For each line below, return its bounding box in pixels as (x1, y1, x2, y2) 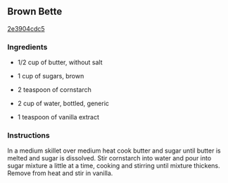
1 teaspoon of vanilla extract (17, 113, 100, 122)
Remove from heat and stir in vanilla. (7, 169, 113, 177)
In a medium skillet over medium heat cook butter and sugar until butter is (7, 146, 221, 155)
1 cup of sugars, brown (17, 72, 84, 81)
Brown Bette (7, 6, 63, 18)
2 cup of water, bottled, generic (17, 99, 110, 108)
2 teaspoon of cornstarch (17, 85, 91, 94)
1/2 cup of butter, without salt (17, 58, 103, 66)
